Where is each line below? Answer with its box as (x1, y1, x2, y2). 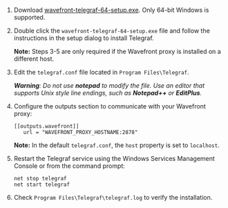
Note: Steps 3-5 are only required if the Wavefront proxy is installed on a (13, 48, 221, 55)
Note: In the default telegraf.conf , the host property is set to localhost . (13, 141, 220, 149)
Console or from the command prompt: (13, 162, 126, 170)
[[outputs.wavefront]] (13, 123, 79, 130)
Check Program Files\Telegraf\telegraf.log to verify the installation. (13, 193, 213, 201)
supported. (13, 13, 46, 21)
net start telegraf (13, 181, 70, 188)
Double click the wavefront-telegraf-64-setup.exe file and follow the (13, 27, 211, 35)
